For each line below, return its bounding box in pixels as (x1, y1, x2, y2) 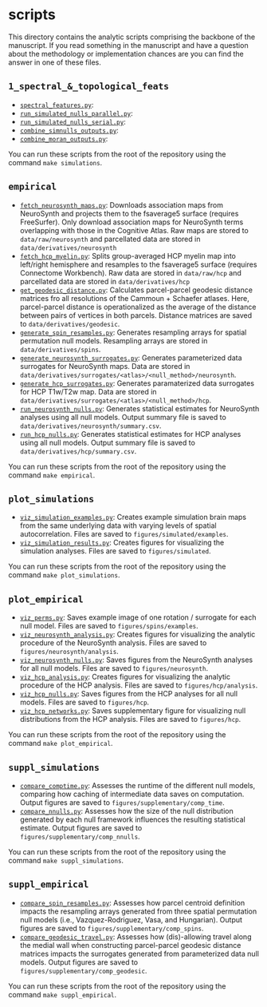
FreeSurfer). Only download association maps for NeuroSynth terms (19, 217, 244, 227)
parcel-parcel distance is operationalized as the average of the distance (19, 302, 257, 311)
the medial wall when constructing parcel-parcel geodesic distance (19, 940, 241, 950)
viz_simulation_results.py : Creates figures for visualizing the (19, 537, 225, 548)
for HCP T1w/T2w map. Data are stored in (19, 387, 157, 396)
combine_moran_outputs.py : (19, 133, 108, 143)
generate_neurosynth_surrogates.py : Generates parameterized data (19, 353, 242, 363)
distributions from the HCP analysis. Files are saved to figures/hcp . (19, 715, 241, 724)
